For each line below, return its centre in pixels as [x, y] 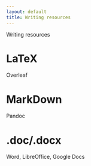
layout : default [26, 12]
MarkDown [34, 99]
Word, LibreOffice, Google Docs [45, 157]
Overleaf [17, 75]
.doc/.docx [34, 140]
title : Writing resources [38, 17]
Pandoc [16, 116]
